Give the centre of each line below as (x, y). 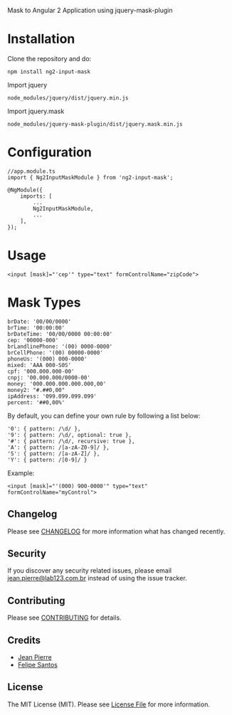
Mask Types (44, 302)
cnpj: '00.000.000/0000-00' (49, 377)
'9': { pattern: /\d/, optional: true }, (70, 435)
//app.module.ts (31, 171)
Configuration (50, 153)
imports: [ (36, 196)
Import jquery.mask (36, 111)
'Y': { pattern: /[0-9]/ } (47, 460)
